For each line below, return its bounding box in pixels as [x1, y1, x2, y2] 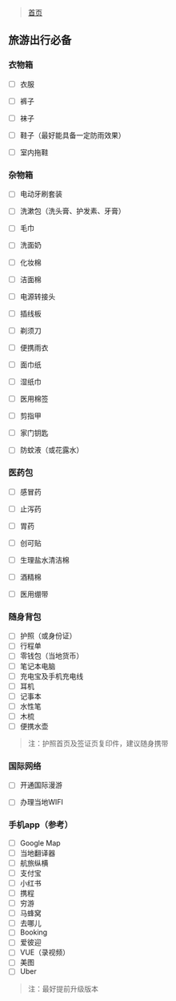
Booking [19, 927, 48, 937]
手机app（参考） [8, 819, 74, 830]
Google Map [19, 838, 62, 848]
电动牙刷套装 [19, 189, 62, 199]
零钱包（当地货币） [19, 651, 84, 660]
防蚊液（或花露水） [19, 445, 84, 455]
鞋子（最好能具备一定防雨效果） [19, 130, 126, 139]
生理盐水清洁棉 [19, 555, 70, 564]
